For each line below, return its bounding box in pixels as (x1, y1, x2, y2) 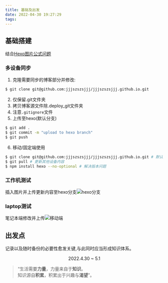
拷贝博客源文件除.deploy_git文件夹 (12, 103, 84, 109)
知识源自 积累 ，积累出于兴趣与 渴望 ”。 (17, 272, 94, 278)
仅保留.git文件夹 (12, 96, 46, 103)
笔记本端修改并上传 (5, 215, 45, 221)
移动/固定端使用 (12, 144, 45, 151)
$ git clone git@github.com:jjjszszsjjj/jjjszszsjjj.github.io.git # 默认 (5, 154, 163, 160)
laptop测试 (5, 203, 32, 210)
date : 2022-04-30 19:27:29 (5, 12, 62, 17)
